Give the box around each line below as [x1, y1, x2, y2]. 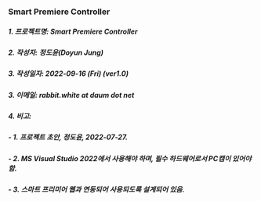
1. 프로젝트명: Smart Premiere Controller [8, 27, 138, 36]
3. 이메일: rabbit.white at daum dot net [8, 90, 135, 99]
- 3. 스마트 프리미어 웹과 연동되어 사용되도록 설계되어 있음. [8, 185, 185, 194]
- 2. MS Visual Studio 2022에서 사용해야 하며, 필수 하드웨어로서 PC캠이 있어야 [8, 153, 252, 163]
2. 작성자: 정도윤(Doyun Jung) [8, 48, 104, 57]
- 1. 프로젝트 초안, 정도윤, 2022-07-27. [8, 132, 128, 142]
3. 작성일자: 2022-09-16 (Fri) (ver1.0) [8, 69, 129, 78]
